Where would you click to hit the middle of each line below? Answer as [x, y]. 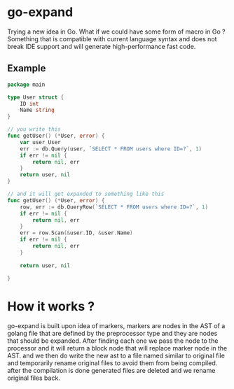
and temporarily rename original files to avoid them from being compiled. [112, 363]
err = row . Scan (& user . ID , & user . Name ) [76, 233]
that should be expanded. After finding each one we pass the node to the [113, 341]
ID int [29, 104]
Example [27, 68]
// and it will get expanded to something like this [86, 194]
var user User [40, 142]
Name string [37, 110]
